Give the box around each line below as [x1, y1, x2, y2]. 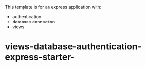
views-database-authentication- [5, 41, 142, 52]
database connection [12, 19, 55, 24]
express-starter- [5, 51, 75, 63]
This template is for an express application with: [5, 4, 102, 10]
